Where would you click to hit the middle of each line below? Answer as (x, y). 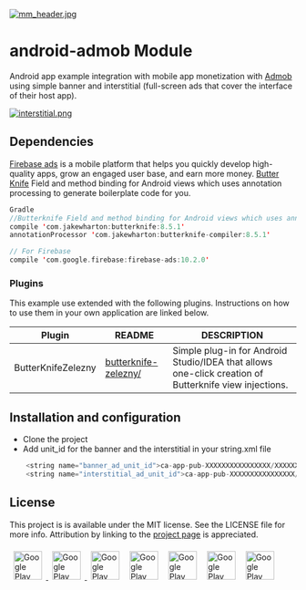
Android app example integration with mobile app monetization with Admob (151, 76)
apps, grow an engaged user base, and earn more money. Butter (158, 173)
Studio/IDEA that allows (223, 362)
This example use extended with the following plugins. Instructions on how (149, 303)
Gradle (22, 210)
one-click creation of (218, 374)
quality (22, 173)
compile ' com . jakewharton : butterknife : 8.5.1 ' (97, 227)
